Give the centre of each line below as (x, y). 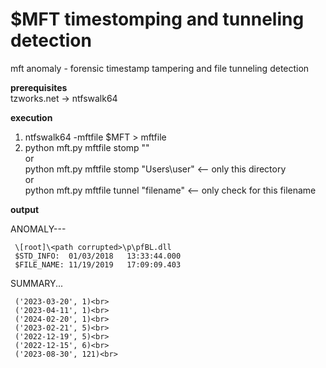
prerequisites (39, 87)
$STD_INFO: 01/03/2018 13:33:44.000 (98, 256)
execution (31, 117)
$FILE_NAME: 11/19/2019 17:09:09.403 (98, 264)
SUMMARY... (37, 283)
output (25, 209)
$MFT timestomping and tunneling (157, 19)
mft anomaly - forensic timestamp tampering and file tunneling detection (160, 68)
